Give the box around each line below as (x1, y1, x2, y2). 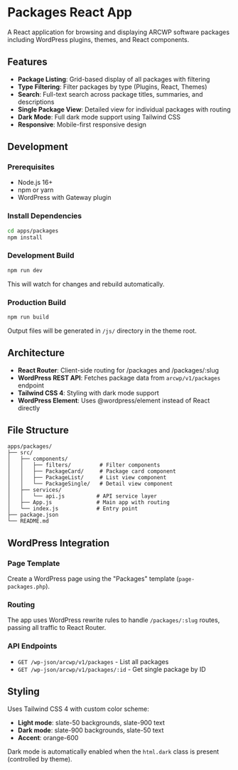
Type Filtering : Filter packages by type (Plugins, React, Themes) (17, 82, 207, 91)
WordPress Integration (7, 537, 110, 549)
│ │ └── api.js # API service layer (7, 493, 158, 500)
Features (7, 56, 48, 68)
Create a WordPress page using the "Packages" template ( (7, 574, 179, 583)
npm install (7, 234, 43, 241)
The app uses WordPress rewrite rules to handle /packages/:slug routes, (7, 616, 220, 624)
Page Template (7, 558, 60, 568)
